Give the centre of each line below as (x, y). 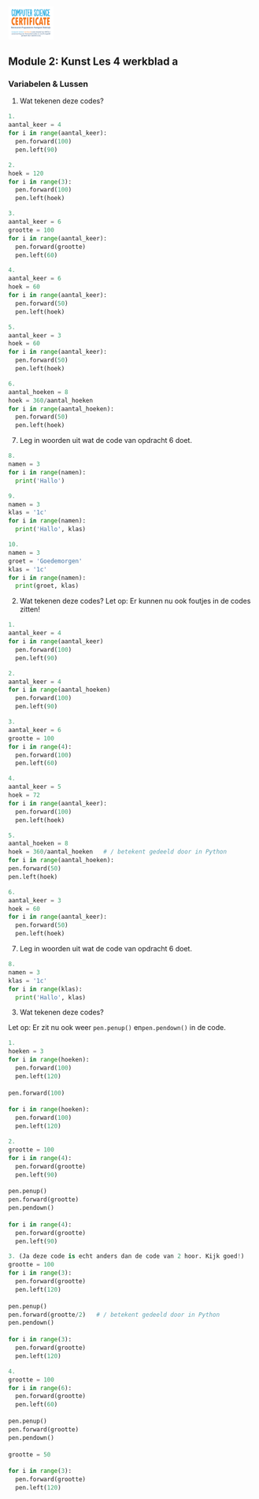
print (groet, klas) (47, 586)
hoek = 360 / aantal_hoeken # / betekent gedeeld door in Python (117, 852)
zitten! (30, 609)
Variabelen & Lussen (48, 84)
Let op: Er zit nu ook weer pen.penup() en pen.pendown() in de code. (117, 1028)
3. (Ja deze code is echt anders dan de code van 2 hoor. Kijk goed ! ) (126, 1256)
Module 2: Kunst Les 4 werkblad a (93, 62)
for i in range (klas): (45, 989)
